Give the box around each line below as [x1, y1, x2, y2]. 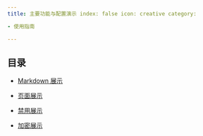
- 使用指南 [7, 22, 35, 30]
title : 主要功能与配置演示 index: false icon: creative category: [7, 10, 197, 18]
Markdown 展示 [17, 76, 63, 85]
